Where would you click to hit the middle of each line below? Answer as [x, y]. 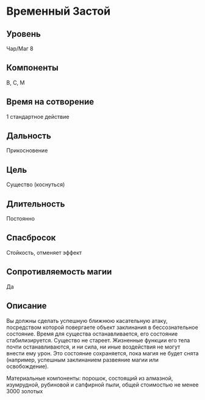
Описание [27, 306]
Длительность [36, 204]
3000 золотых [25, 391]
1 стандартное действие [38, 116]
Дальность [29, 136]
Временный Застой [59, 11]
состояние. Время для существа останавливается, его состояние [92, 334]
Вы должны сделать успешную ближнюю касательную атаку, [87, 320]
